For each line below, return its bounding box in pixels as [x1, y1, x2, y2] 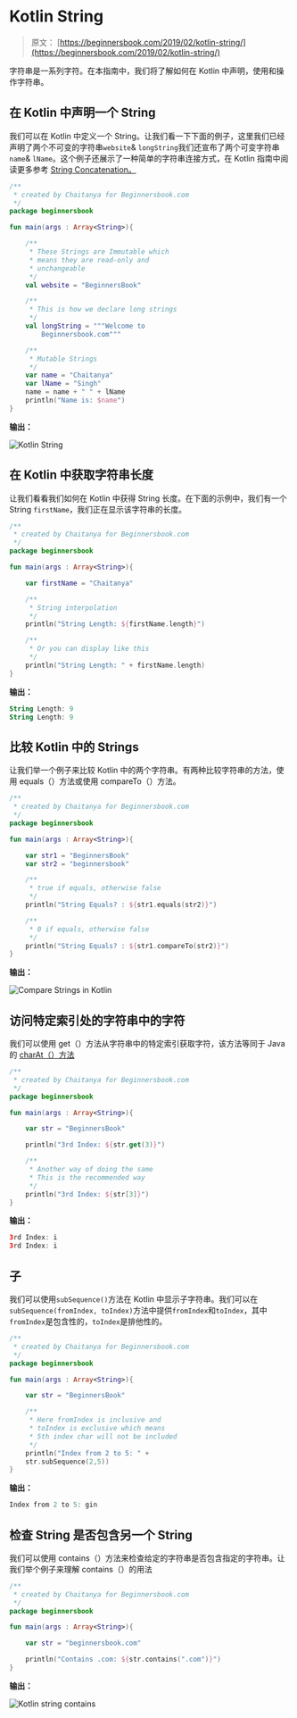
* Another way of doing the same [29, 1165, 153, 1174]
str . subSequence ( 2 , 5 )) [25, 1457, 110, 1466]
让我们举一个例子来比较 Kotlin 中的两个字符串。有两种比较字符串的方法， [9, 765, 276, 776]
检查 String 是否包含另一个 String [9, 1527, 194, 1542]
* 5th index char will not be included [29, 1431, 177, 1441]
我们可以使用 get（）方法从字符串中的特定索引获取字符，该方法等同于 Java [9, 1038, 285, 1049]
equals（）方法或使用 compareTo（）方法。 [19, 776, 181, 787]
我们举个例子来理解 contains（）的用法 [9, 1564, 153, 1574]
